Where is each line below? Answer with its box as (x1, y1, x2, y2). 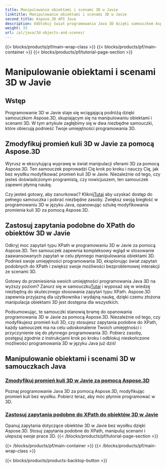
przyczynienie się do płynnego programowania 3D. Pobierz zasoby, (5, 329, 142, 335)
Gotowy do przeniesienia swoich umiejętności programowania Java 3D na (5, 278, 156, 284)
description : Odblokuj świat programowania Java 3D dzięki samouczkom (5, 21, 154, 26)
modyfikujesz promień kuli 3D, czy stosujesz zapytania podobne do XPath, (5, 319, 158, 325)
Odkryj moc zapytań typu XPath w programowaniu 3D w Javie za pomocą (5, 242, 156, 248)
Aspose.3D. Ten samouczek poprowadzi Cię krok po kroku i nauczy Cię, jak (5, 166, 159, 172)
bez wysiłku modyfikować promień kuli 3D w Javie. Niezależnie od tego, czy (5, 171, 161, 177)
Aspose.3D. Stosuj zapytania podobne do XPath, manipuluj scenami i (5, 427, 146, 433)
